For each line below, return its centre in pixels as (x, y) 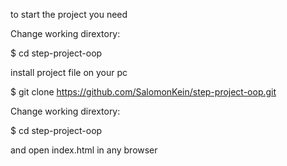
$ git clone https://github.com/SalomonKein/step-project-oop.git (143, 92)
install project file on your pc (69, 72)
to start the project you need (69, 14)
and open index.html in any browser (84, 150)
